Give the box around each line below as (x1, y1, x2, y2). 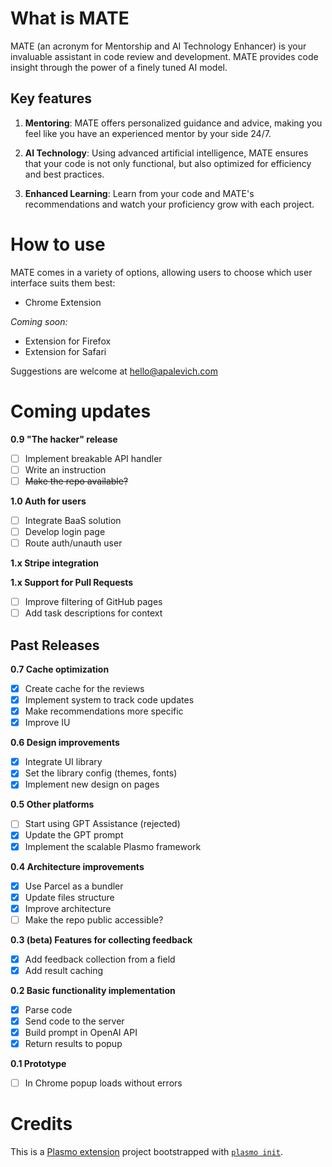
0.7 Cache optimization (10, 663, 110, 675)
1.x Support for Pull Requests (10, 577, 134, 588)
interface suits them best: (10, 277, 116, 289)
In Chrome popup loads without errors (24, 1077, 183, 1089)
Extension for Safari (24, 345, 107, 357)
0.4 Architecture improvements (10, 860, 145, 872)
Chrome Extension (24, 296, 102, 308)
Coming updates (10, 400, 152, 422)
